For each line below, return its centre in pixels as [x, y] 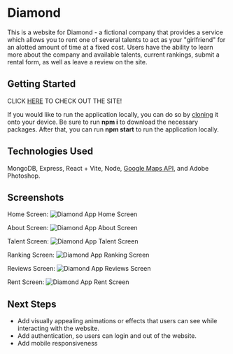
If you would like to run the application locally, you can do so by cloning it [113, 114]
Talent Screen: [28, 241]
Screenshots [36, 197]
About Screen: [28, 228]
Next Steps [32, 304]
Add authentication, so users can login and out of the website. [107, 336]
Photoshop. [24, 176]
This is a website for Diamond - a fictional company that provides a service [115, 32]
